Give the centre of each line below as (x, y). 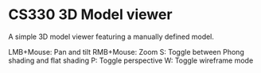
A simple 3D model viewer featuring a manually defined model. (111, 36)
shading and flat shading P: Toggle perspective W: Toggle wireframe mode (131, 60)
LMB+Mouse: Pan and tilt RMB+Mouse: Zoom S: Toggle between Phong (126, 52)
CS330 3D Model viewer (90, 15)
